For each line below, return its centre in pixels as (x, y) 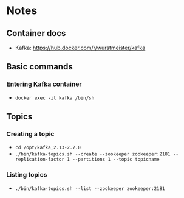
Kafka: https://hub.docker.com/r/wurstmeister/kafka (80, 48)
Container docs (36, 33)
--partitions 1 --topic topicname (116, 160)
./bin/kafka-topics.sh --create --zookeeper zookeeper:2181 (93, 154)
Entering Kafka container (44, 84)
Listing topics (27, 175)
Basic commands (39, 67)
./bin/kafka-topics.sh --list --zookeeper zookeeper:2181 (90, 189)
